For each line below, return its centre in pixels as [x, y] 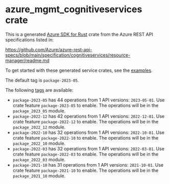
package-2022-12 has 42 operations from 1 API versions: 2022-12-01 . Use [89, 116]
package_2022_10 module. [39, 143]
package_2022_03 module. [39, 160]
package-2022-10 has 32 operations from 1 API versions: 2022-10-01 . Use [89, 132]
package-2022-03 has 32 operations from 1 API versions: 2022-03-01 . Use [89, 148]
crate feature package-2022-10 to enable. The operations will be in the [86, 138]
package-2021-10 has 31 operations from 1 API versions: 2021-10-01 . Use [88, 165]
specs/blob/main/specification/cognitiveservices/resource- [68, 55]
